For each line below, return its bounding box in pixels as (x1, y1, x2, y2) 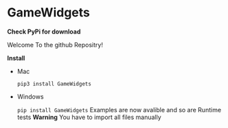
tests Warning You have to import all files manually (16, 113, 161, 121)
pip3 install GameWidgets (16, 80, 91, 87)
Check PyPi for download (7, 27, 81, 36)
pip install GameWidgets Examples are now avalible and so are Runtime (16, 105, 222, 114)
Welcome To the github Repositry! (7, 40, 103, 49)
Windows (16, 92, 44, 101)
